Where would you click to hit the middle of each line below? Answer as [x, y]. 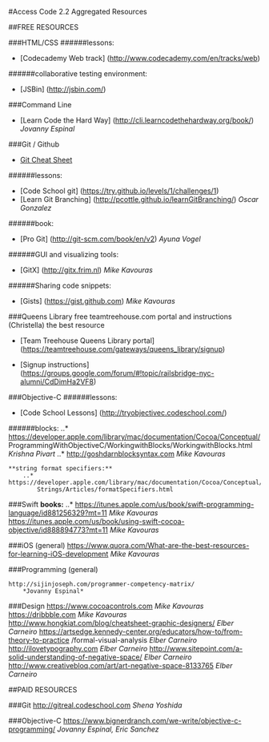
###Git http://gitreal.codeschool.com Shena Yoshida [95, 705]
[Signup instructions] [54, 365]
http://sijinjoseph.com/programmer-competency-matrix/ [102, 584]
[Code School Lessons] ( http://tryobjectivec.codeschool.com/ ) [123, 413]
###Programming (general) [53, 569]
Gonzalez [36, 208]
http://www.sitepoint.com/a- [196, 649]
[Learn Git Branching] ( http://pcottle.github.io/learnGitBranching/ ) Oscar [139, 199]
